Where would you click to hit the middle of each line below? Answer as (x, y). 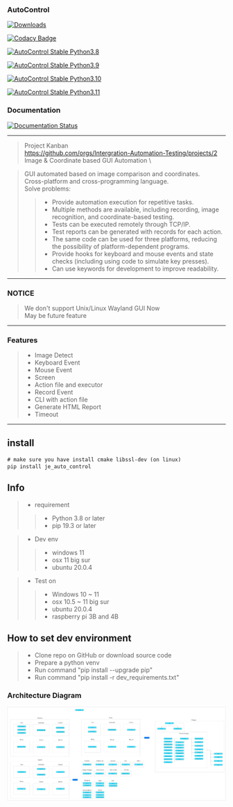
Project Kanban (46, 145)
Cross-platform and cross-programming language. (96, 181)
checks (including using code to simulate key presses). (130, 261)
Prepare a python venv (67, 662)
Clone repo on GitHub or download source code (103, 655)
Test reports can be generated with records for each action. (137, 232)
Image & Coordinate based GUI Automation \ (87, 160)
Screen (45, 378)
